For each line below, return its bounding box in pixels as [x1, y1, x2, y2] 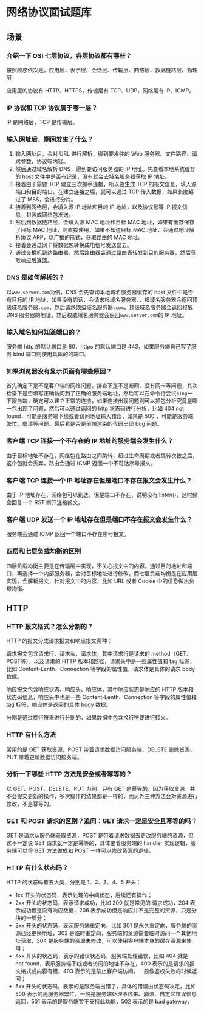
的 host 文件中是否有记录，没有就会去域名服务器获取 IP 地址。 [15, 173, 170, 180]
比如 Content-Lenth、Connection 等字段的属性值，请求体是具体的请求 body [6, 665, 195, 673]
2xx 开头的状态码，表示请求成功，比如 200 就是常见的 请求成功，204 [15, 899, 189, 906]
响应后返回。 [20, 257, 53, 264]
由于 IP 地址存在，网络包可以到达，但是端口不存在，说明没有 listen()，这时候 [6, 491, 198, 498]
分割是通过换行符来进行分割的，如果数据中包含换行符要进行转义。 [6, 714, 171, 721]
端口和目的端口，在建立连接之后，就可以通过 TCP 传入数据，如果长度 [15, 188, 189, 195]
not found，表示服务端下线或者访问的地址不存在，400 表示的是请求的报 [15, 960, 195, 967]
